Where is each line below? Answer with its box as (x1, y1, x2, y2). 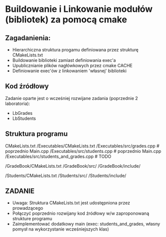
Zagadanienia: (5, 34, 51, 42)
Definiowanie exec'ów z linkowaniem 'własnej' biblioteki (12, 68, 127, 74)
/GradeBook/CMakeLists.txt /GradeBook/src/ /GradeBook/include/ (5, 163, 141, 169)
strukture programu (12, 216, 53, 222)
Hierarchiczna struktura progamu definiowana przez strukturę (12, 47, 139, 52)
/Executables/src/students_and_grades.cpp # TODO (5, 153, 111, 159)
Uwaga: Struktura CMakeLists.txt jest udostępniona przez (12, 200, 130, 206)
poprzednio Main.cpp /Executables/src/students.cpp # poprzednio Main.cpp (5, 148, 162, 154)
